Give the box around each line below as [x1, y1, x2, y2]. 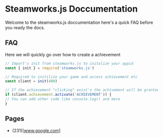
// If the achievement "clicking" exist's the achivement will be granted [5, 87, 160, 93]
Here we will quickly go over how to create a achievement [5, 52, 121, 57]
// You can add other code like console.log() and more [5, 97, 120, 102]
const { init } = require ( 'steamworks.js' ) [5, 66, 95, 70]
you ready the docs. [5, 24, 45, 30]
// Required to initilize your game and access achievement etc [5, 74, 138, 79]
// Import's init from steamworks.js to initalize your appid [5, 61, 133, 66]
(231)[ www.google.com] [12, 127, 61, 133]
